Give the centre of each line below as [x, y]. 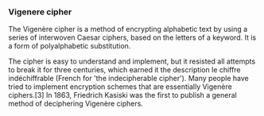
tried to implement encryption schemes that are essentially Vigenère [120, 87]
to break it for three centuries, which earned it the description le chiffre [124, 70]
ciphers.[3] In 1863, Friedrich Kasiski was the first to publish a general [122, 95]
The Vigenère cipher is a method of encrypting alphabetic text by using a [128, 29]
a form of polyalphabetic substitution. [70, 46]
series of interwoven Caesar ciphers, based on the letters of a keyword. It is [132, 37]
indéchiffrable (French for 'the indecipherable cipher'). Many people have [128, 79]
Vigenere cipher [40, 12]
